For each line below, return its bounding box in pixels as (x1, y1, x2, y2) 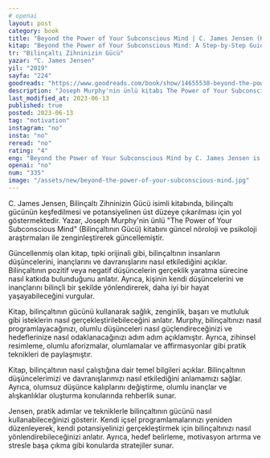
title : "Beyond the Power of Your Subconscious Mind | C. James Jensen (8, 34, 253, 43)
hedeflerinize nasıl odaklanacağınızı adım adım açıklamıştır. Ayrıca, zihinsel (8, 332, 256, 342)
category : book (8, 27, 59, 35)
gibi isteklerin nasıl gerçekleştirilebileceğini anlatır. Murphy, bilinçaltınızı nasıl (8, 315, 262, 324)
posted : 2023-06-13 (8, 109, 74, 118)
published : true (8, 101, 63, 109)
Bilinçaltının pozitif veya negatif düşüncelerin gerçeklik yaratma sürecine (8, 265, 248, 274)
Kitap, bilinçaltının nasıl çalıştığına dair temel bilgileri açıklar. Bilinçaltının (8, 365, 246, 374)
